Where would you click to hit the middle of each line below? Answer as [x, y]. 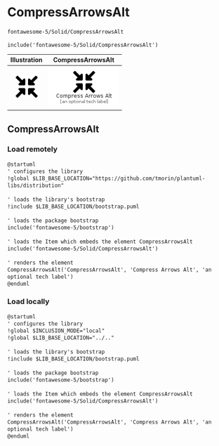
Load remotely [33, 149]
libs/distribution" [36, 185]
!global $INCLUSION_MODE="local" [56, 331]
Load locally [28, 301]
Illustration [27, 60]
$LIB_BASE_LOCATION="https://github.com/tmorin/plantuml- [119, 178]
